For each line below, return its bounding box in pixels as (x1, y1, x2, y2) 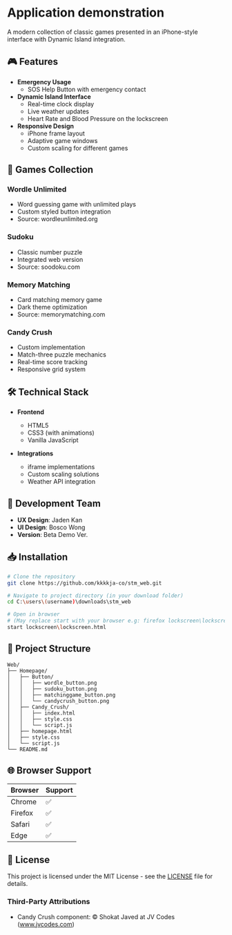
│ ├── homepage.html (7, 728, 72, 735)
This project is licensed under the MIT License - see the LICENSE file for (7, 872, 213, 880)
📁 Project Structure (7, 643, 91, 654)
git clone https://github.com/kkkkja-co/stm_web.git (7, 579, 162, 587)
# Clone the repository (7, 573, 76, 580)
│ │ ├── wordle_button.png (7, 679, 97, 686)
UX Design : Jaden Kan (17, 516, 83, 524)
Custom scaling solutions (27, 470, 99, 478)
